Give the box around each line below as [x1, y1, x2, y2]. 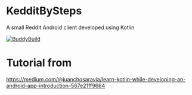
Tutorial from [6, 56, 72, 69]
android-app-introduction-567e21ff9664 [6, 82, 106, 89]
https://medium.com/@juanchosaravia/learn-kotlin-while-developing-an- [6, 75, 186, 83]
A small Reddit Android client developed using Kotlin [6, 24, 135, 31]
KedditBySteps [6, 4, 82, 18]
